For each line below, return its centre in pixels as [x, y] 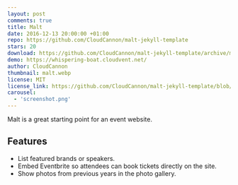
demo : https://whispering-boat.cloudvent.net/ [77, 60]
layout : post [27, 14]
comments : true [30, 20]
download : [22, 54]
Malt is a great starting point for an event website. [80, 119]
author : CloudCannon [38, 66]
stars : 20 [22, 47]
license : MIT [27, 79]
